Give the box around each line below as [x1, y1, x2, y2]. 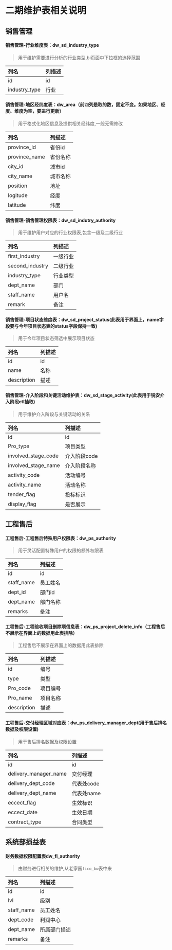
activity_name [8, 481, 41, 488]
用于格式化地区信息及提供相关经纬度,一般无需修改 [17, 120, 123, 127]
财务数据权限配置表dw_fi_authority [5, 853, 81, 859]
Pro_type [8, 442, 30, 450]
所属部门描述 [40, 926, 71, 934]
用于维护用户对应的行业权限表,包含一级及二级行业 [17, 229, 123, 236]
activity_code [8, 471, 40, 478]
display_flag [8, 500, 37, 507]
